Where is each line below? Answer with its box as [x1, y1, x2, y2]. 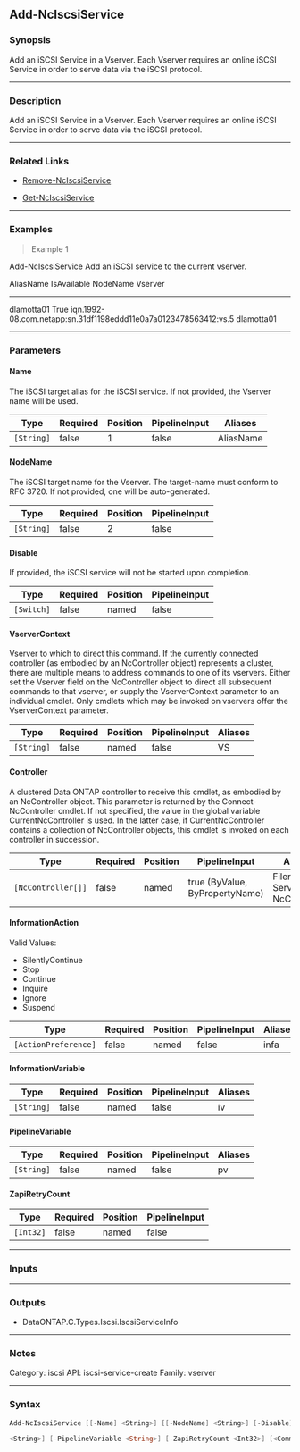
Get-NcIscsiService [21, 192, 95, 204]
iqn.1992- [70, 304, 105, 315]
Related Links [9, 155, 70, 167]
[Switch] [13, 605, 51, 615]
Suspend [21, 1002, 56, 1012]
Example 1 [30, 243, 69, 254]
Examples [9, 223, 54, 236]
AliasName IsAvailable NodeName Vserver [9, 278, 165, 289]
